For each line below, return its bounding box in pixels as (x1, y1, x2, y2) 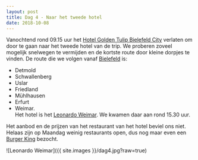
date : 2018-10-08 (6, 20, 49, 26)
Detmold (14, 67, 36, 74)
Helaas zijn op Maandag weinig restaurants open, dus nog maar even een (6, 129, 187, 136)
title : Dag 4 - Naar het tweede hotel (6, 14, 102, 20)
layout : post (6, 8, 39, 15)
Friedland (14, 86, 39, 93)
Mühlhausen (14, 92, 46, 99)
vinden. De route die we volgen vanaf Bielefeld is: (6, 55, 128, 63)
